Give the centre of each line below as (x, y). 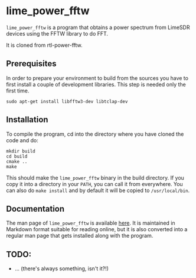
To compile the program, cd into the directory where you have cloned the (95, 134)
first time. (18, 91)
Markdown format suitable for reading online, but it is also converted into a (97, 229)
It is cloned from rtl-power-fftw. (44, 45)
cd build (17, 156)
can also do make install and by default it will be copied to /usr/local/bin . (98, 190)
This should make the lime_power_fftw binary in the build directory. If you (95, 178)
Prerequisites (31, 64)
